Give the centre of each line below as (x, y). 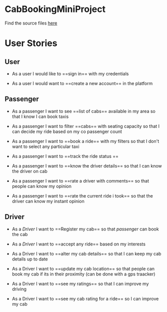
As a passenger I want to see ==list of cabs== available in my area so (83, 111)
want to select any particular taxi (45, 146)
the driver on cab (30, 171)
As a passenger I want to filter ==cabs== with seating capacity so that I (86, 126)
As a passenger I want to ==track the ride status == (65, 156)
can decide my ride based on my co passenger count (67, 131)
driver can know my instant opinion (48, 201)
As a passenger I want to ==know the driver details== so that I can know (87, 165)
